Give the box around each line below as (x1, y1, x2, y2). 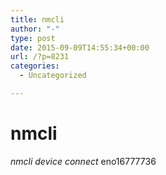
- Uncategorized (19, 71, 87, 81)
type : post (10, 33, 56, 43)
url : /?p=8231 (10, 52, 70, 62)
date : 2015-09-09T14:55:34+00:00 (10, 42, 150, 53)
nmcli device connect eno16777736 (10, 155, 157, 167)
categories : (10, 61, 60, 71)
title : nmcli (10, 14, 65, 25)
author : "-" (10, 24, 60, 34)
